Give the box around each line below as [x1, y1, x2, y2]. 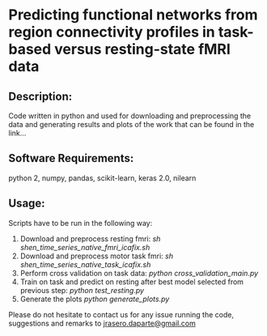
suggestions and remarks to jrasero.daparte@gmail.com [8, 318, 196, 328]
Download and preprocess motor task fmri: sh [19, 251, 174, 261]
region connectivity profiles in [8, 23, 216, 41]
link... [8, 128, 27, 138]
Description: [8, 89, 73, 103]
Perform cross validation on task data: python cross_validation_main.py [19, 268, 259, 278]
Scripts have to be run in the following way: [8, 218, 153, 228]
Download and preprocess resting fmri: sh [19, 233, 161, 244]
